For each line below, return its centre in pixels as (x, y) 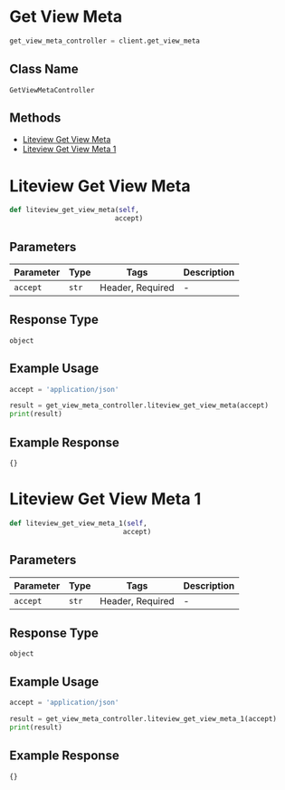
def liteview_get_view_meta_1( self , (78, 523)
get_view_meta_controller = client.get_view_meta (105, 41)
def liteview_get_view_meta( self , (75, 210)
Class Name (44, 69)
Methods (35, 118)
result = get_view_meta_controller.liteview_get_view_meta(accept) (139, 405)
